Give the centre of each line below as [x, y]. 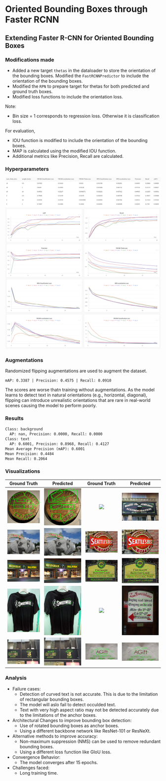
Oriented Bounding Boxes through [77, 9]
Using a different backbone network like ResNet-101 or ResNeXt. [85, 731]
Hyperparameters [27, 169]
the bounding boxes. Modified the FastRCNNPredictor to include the [81, 76]
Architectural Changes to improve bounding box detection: [72, 720]
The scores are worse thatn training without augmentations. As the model [80, 390]
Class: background [24, 429]
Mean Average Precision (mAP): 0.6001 [45, 449]
